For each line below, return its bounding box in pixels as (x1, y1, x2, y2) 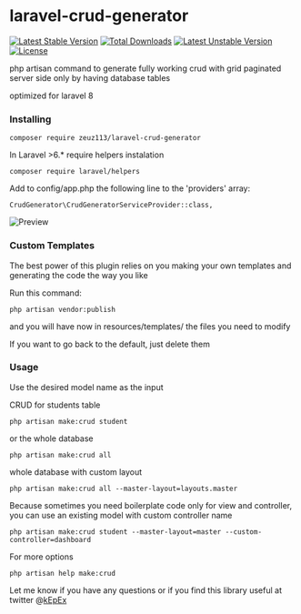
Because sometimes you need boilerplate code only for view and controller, (9, 499, 293, 510)
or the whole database (9, 433, 94, 444)
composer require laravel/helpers (9, 167, 141, 176)
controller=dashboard (9, 535, 92, 544)
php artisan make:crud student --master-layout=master (9, 527, 222, 537)
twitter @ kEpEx (9, 594, 67, 605)
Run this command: (9, 287, 82, 298)
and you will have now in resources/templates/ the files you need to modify (9, 320, 291, 332)
